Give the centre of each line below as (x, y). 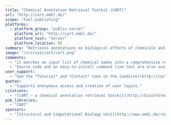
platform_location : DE (38, 43)
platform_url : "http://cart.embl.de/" (55, 34)
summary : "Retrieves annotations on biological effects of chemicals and (85, 48)
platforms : (17, 24)
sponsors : (16, 110)
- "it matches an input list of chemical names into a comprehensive (85, 62)
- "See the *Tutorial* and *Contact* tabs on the (63, 77)
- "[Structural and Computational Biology (55, 115)
